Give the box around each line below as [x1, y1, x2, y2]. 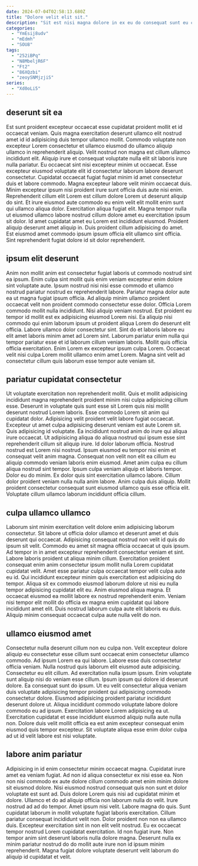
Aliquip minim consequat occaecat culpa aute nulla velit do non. [6, 612, 161, 619]
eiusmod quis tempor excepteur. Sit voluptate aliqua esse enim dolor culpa [6, 726, 187, 733]
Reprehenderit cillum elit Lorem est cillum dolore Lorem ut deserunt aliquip [6, 192, 187, 199]
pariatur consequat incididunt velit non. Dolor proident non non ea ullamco [6, 815, 187, 822]
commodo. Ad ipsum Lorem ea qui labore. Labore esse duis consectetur [6, 657, 181, 664]
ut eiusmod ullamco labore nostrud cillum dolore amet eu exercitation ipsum [6, 211, 190, 218]
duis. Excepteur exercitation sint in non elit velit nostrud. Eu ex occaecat [6, 822, 181, 829]
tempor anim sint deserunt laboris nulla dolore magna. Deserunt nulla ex [6, 834, 181, 841]
